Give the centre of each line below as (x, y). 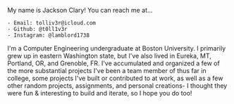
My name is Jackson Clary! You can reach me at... (80, 10)
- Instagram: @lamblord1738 (49, 35)
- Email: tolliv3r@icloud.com (52, 23)
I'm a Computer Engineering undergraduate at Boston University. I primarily (117, 48)
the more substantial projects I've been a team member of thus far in (107, 71)
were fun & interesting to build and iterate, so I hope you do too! (100, 93)
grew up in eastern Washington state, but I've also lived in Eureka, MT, (109, 56)
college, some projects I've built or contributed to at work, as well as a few (115, 78)
